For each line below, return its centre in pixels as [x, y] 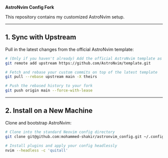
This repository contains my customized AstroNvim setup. [65, 17]
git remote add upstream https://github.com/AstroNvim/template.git [78, 63]
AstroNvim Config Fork [30, 7]
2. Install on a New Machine [49, 111]
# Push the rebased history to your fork [49, 86]
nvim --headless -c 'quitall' [37, 150]
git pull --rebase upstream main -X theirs [51, 77]
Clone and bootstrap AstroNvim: [38, 122]
